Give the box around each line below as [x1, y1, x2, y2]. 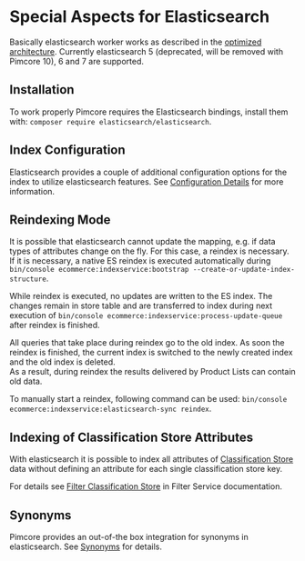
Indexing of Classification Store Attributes [9, 429, 253, 445]
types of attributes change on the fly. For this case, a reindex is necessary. [9, 245, 290, 256]
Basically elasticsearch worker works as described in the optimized [9, 36, 262, 47]
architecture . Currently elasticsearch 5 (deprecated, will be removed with [9, 45, 284, 56]
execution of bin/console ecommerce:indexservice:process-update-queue [9, 310, 283, 321]
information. [9, 185, 56, 196]
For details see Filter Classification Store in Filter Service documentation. [9, 481, 282, 492]
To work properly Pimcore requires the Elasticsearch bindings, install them [9, 106, 289, 117]
